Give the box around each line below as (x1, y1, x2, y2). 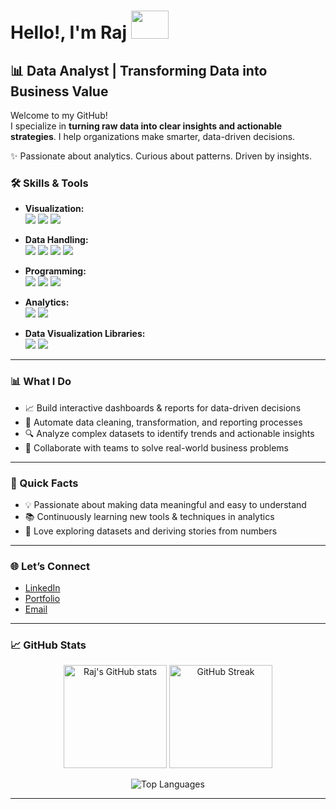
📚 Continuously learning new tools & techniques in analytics (24, 510, 275, 522)
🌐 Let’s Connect (10, 559, 90, 573)
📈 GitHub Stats (10, 638, 87, 652)
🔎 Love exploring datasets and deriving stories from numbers (24, 525, 278, 537)
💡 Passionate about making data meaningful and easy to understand (24, 498, 307, 510)
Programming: (24, 265, 87, 277)
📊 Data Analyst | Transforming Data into (10, 62, 268, 79)
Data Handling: (24, 234, 89, 246)
